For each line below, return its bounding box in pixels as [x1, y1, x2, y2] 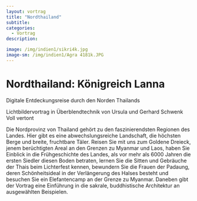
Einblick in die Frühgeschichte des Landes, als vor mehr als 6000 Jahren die [6, 150, 191, 158]
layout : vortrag [6, 8, 46, 15]
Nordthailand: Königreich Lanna [6, 77, 165, 91]
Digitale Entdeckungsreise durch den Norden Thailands [6, 96, 140, 103]
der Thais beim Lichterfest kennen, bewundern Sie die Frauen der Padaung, [6, 163, 190, 170]
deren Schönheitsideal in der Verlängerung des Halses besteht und [6, 169, 169, 176]
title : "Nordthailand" [6, 14, 62, 20]
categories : [6, 25, 35, 31]
